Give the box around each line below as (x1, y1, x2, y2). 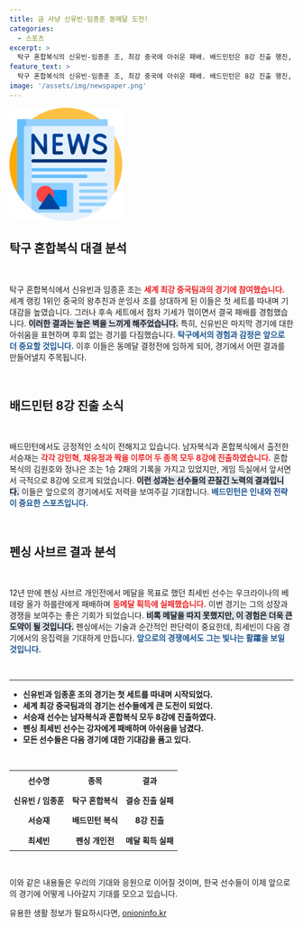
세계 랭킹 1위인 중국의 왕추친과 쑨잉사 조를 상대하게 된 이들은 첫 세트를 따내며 (9, 295, 280, 306)
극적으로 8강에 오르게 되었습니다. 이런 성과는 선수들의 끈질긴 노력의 (18, 475, 254, 486)
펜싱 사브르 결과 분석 (9, 544, 116, 559)
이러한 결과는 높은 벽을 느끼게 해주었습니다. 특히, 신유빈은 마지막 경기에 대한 (28, 317, 294, 329)
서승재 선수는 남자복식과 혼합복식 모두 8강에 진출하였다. (22, 712, 216, 723)
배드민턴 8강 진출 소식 (9, 398, 124, 413)
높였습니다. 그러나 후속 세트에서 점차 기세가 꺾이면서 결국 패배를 (32, 306, 257, 317)
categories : (9, 23, 54, 33)
